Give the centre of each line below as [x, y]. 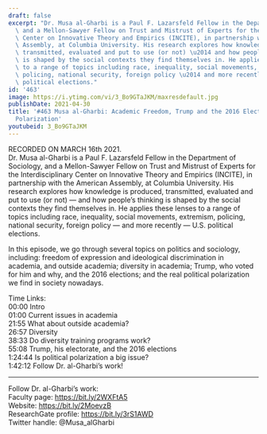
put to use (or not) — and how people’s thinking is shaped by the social [124, 200]
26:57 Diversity [33, 331]
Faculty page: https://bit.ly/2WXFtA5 [68, 397]
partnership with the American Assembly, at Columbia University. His [121, 183]
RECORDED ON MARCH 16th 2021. [65, 149]
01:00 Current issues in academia [63, 315]
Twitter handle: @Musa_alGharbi [62, 422]
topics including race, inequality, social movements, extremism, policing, [127, 216]
